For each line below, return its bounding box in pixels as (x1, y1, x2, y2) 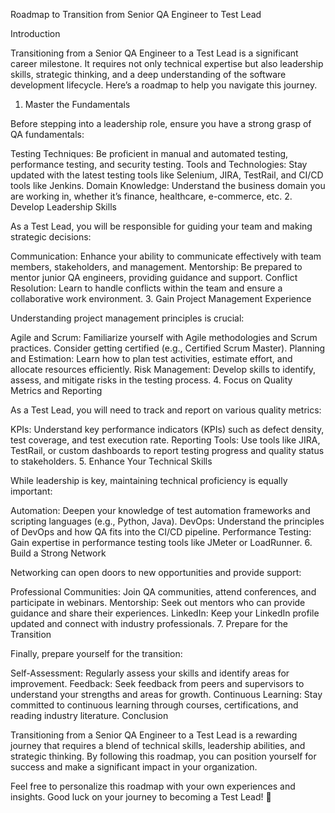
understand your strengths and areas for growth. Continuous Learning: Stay (10, 689, 323, 700)
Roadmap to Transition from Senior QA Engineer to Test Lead (10, 9, 262, 20)
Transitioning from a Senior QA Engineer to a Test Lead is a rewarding (10, 729, 298, 741)
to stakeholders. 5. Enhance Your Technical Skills (10, 455, 213, 467)
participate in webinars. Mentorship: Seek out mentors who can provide (10, 597, 306, 608)
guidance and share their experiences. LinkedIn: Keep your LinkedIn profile (10, 607, 320, 619)
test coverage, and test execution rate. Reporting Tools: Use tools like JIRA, (10, 434, 321, 446)
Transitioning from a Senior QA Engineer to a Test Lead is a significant (10, 47, 299, 59)
